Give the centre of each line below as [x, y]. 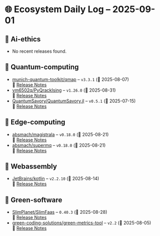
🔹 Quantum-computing [42, 67]
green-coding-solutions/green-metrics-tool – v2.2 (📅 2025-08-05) [82, 223]
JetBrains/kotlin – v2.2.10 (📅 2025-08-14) [55, 179]
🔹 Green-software [34, 200]
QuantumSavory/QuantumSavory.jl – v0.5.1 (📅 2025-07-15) [74, 101]
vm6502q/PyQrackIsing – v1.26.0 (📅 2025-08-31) [64, 90]
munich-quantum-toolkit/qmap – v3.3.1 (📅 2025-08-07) [71, 79]
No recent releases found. [39, 51]
